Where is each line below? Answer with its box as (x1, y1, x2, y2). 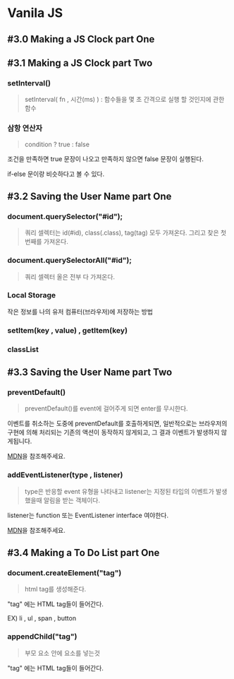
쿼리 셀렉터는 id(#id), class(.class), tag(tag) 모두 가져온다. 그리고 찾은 (24, 228, 220, 237)
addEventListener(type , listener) (7, 470, 123, 480)
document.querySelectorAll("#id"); (7, 256, 133, 266)
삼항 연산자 (7, 124, 43, 134)
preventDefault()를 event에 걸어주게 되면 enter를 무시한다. (24, 404, 188, 413)
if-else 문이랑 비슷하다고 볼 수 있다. (7, 170, 104, 178)
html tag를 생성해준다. (24, 585, 87, 594)
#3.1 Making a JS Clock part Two (7, 57, 153, 69)
